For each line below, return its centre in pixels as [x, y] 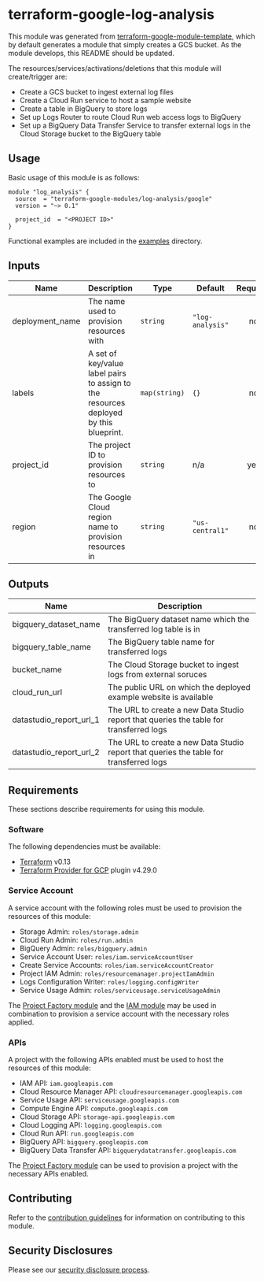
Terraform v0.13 [45, 862]
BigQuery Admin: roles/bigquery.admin [83, 948]
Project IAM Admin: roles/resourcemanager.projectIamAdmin [117, 973]
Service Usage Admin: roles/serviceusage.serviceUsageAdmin [120, 990]
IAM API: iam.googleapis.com [66, 1084]
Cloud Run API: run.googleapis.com [77, 1134]
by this [100, 422]
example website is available [161, 697]
